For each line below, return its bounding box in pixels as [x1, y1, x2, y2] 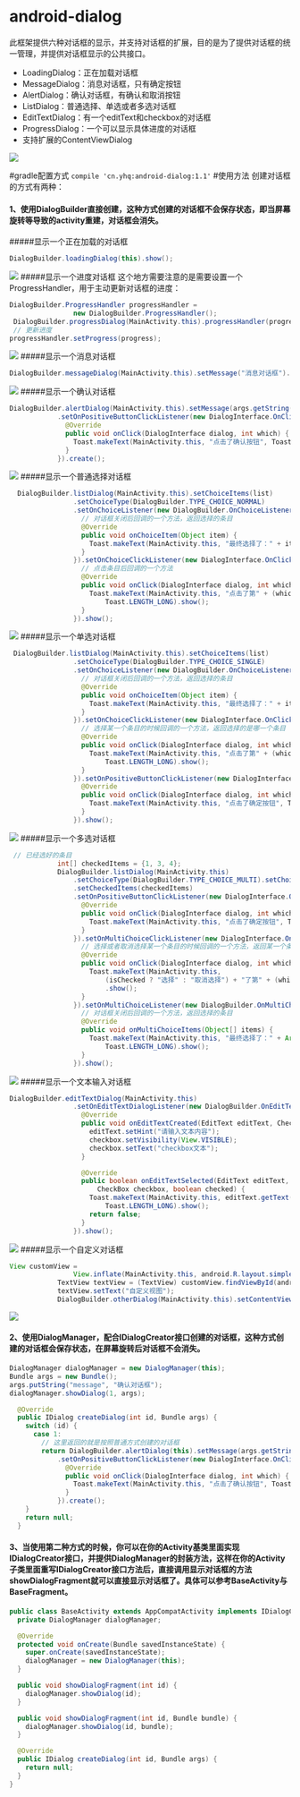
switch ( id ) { [25, 1421, 78, 1431]
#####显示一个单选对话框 [20, 631, 116, 642]
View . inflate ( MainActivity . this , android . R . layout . [72, 1270, 270, 1279]
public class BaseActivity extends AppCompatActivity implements [9, 1606, 257, 1616]
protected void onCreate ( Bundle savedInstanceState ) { [17, 1639, 226, 1648]
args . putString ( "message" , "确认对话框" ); [9, 1380, 163, 1389]
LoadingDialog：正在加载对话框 [21, 67, 138, 78]
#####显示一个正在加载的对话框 [9, 236, 129, 247]
